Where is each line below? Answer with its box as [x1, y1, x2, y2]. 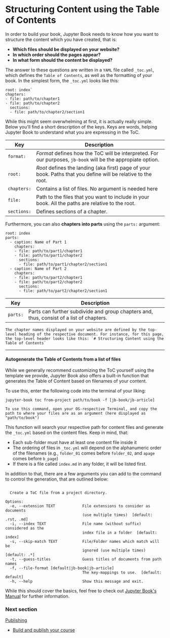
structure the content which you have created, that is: [5, 36, 117, 43]
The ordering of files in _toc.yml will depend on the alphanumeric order [12, 445, 162, 451]
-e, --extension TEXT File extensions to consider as [10, 504, 151, 509]
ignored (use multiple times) [82, 548, 146, 553]
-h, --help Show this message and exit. [10, 579, 144, 584]
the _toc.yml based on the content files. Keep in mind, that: [5, 429, 129, 436]
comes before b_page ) [12, 456, 59, 462]
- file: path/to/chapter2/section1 [10, 109, 85, 114]
